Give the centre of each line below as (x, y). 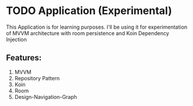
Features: (24, 58)
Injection (17, 39)
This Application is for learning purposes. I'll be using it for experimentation (97, 27)
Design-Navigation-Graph (46, 97)
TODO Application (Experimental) (89, 11)
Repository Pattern (37, 78)
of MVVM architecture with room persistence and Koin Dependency (88, 33)
